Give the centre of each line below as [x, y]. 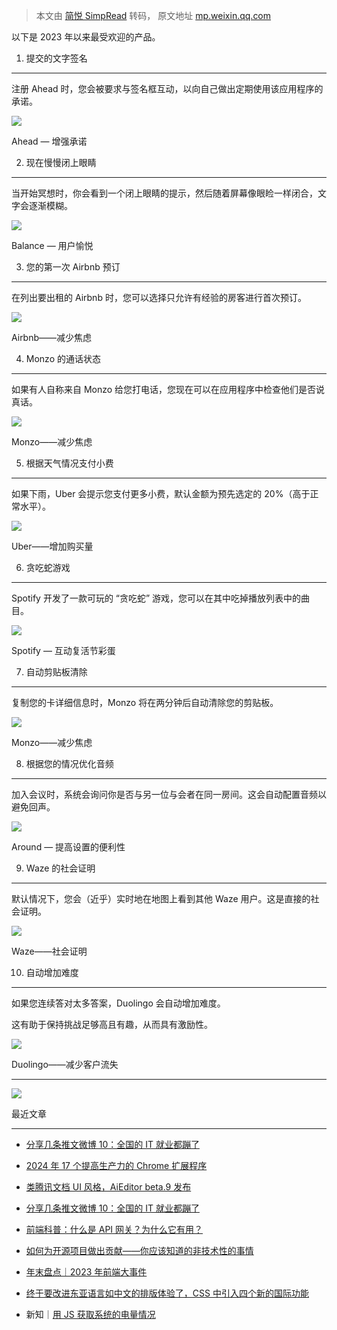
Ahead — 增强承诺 [49, 141]
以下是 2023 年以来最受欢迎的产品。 [86, 37]
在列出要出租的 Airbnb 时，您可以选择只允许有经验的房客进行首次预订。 [159, 297]
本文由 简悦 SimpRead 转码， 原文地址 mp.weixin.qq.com [153, 15]
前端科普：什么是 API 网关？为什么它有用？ [114, 1229]
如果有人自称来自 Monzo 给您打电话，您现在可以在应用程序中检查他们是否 [164, 389]
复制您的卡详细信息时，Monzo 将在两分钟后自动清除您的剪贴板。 [145, 702]
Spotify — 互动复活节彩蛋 [63, 650]
